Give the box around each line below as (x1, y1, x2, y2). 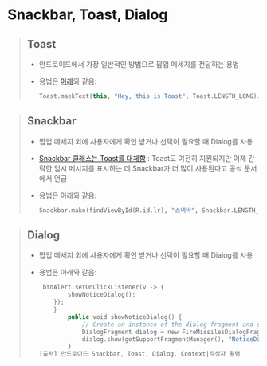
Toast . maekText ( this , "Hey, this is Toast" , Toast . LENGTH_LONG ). (38, 92, 261, 100)
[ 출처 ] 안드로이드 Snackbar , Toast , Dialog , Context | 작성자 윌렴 (38, 350, 241, 358)
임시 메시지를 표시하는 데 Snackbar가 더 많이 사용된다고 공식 (53, 163, 242, 173)
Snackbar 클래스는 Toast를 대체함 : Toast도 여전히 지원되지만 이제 (38, 153, 247, 163)
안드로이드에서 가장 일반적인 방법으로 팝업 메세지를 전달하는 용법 (38, 60, 240, 69)
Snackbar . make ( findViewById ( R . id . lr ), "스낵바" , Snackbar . (38, 206, 234, 214)
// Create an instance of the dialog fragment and (81, 321, 254, 329)
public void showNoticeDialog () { (67, 313, 183, 321)
